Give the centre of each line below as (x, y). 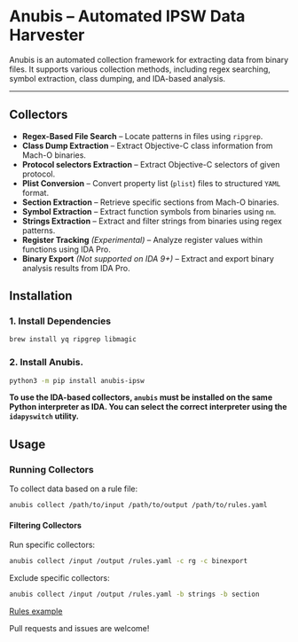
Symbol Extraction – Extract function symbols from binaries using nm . (149, 211)
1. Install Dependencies (60, 321)
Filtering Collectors (45, 525)
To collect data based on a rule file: (74, 489)
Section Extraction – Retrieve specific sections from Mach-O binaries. (150, 202)
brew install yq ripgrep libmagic (73, 340)
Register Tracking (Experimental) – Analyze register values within (142, 239)
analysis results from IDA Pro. (76, 268)
